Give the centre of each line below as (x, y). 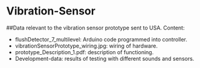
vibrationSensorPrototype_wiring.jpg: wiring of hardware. (86, 46)
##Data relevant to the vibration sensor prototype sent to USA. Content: (95, 28)
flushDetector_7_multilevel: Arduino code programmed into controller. (101, 39)
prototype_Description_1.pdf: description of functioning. (84, 52)
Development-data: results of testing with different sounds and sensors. (105, 58)
